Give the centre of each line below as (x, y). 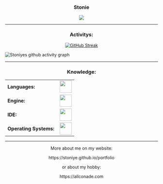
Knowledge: (81, 72)
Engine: (16, 100)
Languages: (21, 86)
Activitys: (81, 34)
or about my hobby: (81, 167)
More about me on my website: (81, 148)
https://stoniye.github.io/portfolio (81, 157)
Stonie (81, 7)
